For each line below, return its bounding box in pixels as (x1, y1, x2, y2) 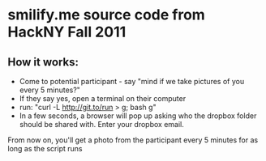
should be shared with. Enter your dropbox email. (19, 120, 184, 129)
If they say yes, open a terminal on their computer (19, 94, 187, 103)
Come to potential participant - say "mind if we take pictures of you (19, 77, 245, 86)
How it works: (7, 55, 79, 69)
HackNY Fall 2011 (7, 23, 127, 41)
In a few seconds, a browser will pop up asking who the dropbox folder (19, 111, 257, 121)
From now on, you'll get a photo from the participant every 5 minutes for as (7, 135, 259, 145)
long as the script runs (7, 144, 83, 153)
